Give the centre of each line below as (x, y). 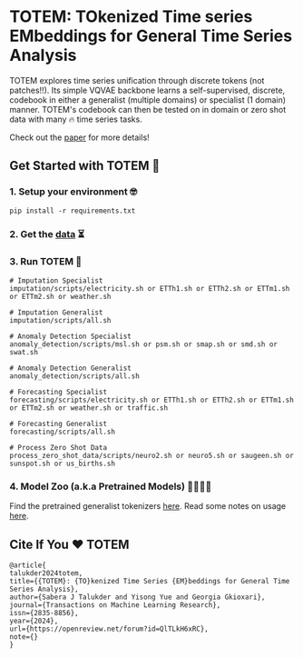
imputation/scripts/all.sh (60, 320)
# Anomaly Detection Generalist (70, 368)
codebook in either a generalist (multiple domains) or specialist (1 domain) (148, 100)
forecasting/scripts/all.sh (63, 432)
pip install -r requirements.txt (73, 211)
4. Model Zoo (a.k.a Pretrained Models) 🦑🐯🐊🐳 (111, 486)
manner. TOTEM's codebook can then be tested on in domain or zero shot (148, 109)
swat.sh (24, 352)
